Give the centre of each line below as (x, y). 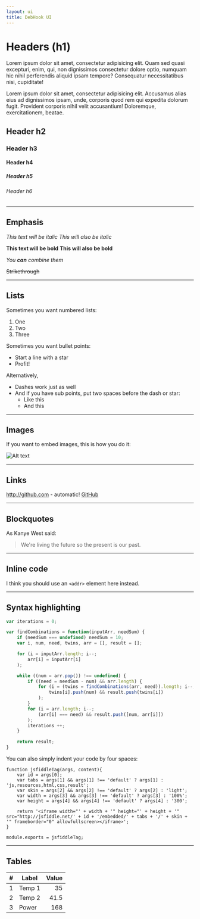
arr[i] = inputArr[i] (54, 659)
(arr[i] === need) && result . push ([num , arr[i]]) (101, 714)
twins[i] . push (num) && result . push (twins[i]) (106, 692)
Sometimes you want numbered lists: (51, 310)
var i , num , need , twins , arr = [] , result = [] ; (80, 643)
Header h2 (26, 131)
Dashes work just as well (45, 387)
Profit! (22, 363)
